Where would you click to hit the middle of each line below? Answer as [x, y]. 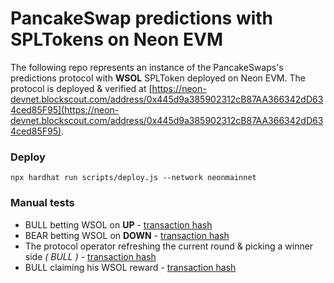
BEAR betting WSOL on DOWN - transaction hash [127, 235]
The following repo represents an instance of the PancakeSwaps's [147, 67]
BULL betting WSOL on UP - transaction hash [118, 224]
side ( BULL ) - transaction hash [90, 256]
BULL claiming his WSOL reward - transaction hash [130, 267]
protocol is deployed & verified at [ [81, 88]
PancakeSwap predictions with [142, 18]
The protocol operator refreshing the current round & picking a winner [169, 246]
